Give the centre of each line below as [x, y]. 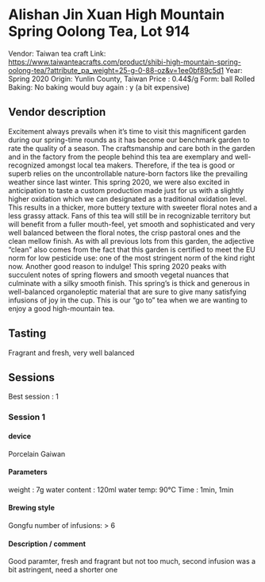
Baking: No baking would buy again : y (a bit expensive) [99, 87]
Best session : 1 [34, 397]
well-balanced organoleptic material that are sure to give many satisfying [128, 291]
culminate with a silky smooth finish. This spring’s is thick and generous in [129, 283]
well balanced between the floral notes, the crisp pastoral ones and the [124, 233]
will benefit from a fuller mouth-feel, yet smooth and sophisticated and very [132, 224]
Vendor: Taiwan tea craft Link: [57, 53]
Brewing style [32, 508]
